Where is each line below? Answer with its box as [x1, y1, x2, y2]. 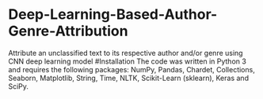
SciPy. [8, 81, 29, 91]
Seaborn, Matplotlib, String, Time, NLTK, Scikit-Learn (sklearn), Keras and [8, 73, 250, 82]
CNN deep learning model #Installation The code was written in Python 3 [8, 57, 247, 66]
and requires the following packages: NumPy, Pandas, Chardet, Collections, [8, 64, 255, 74]
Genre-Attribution [8, 22, 128, 40]
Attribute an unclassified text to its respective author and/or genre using [8, 48, 243, 57]
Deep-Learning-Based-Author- [8, 5, 218, 24]
